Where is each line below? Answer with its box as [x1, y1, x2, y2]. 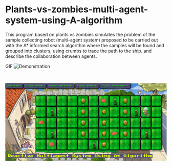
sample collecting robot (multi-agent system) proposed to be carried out [5, 37, 158, 43]
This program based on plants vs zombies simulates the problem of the [5, 31, 156, 37]
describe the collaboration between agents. [5, 53, 97, 59]
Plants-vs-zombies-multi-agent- [5, 4, 148, 15]
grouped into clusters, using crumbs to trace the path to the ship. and [5, 48, 152, 54]
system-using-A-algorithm [5, 14, 123, 26]
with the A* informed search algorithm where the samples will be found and [5, 42, 165, 48]
